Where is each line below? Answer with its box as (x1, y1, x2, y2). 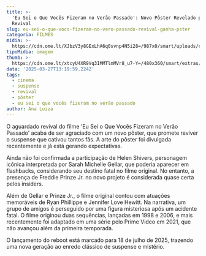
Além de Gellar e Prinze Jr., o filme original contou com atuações (6, 192, 170, 199)
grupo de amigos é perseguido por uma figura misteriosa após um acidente (6, 205, 197, 212)
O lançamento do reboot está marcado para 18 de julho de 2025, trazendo (6, 236, 194, 244)
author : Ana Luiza (6, 105, 53, 112)
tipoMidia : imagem (6, 49, 53, 55)
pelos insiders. (6, 180, 44, 187)
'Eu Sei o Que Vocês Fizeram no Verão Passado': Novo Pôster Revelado (12, 15, 196, 21)
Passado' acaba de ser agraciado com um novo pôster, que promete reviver (6, 129, 198, 137)
